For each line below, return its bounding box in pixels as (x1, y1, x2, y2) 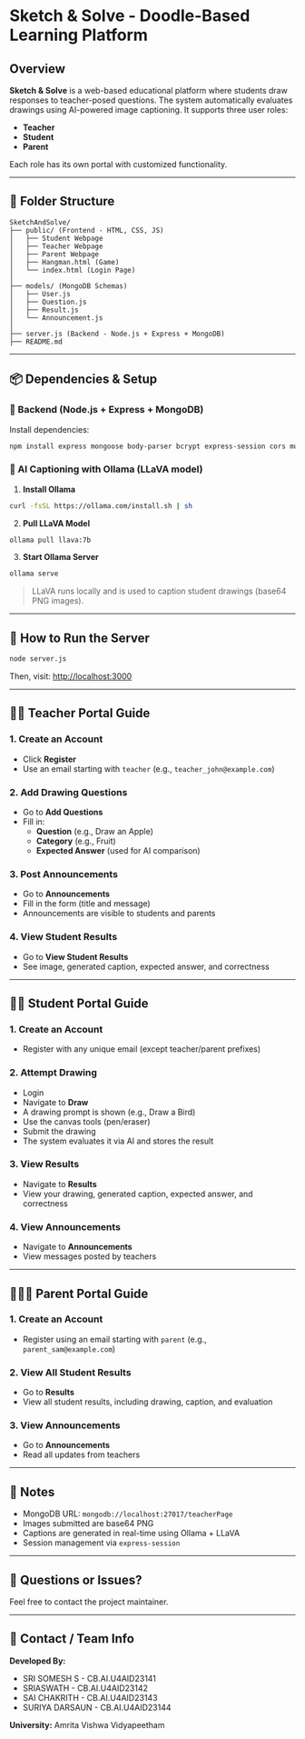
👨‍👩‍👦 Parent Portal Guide (9, 1285, 149, 1301)
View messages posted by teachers (22, 1251, 157, 1262)
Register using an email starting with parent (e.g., (22, 1334, 207, 1344)
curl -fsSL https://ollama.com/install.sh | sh (9, 501, 193, 510)
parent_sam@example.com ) (22, 1343, 116, 1354)
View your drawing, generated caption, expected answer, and (22, 1188, 253, 1199)
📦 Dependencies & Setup (9, 372, 158, 387)
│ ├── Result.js (9, 305, 79, 315)
